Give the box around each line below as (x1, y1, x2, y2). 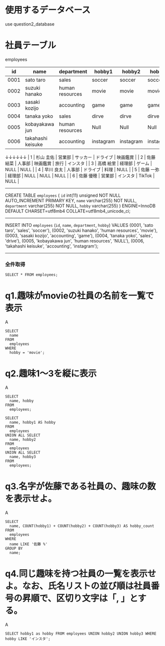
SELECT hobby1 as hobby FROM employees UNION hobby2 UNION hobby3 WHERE (5, 631, 157, 636)
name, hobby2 (9, 437, 36, 442)
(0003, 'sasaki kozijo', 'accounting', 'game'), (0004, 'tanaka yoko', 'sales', (5, 232, 153, 239)
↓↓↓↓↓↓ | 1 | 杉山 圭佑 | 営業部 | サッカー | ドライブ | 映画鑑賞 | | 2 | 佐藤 (5, 154, 156, 160)
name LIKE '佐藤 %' (9, 542, 48, 547)
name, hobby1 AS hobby (9, 420, 56, 425)
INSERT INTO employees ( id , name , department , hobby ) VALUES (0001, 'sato (5, 222, 153, 228)
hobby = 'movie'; (9, 350, 45, 355)
